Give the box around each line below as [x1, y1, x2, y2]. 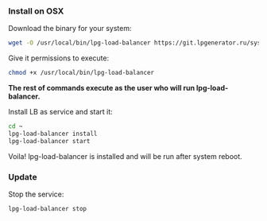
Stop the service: [8, 189, 64, 199]
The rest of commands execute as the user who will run [8, 83, 195, 93]
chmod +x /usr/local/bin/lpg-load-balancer [8, 69, 155, 77]
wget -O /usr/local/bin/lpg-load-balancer [8, 39, 151, 47]
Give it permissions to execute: [8, 53, 110, 63]
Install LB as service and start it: [8, 107, 113, 117]
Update [8, 171, 37, 182]
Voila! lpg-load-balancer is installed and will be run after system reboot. [8, 151, 242, 161]
